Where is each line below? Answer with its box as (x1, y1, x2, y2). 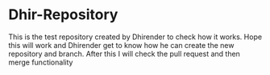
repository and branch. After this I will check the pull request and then (8, 49, 240, 58)
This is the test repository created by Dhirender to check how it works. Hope (8, 32, 263, 41)
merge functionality (8, 57, 73, 67)
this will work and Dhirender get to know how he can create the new (8, 40, 235, 49)
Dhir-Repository (8, 6, 118, 24)
